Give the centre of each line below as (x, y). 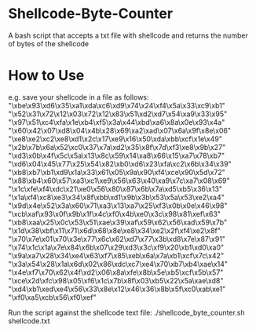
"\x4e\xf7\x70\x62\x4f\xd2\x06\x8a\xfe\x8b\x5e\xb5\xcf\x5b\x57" (116, 272)
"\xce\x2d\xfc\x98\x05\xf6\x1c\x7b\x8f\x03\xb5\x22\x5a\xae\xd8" (116, 280)
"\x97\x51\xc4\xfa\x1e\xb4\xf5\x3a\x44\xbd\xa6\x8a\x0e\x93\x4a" (117, 122)
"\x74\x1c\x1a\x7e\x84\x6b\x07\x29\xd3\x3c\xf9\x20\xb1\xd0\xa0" (116, 247)
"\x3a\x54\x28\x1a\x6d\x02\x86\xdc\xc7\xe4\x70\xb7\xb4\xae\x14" (118, 264)
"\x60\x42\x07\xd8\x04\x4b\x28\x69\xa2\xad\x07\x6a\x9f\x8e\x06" (120, 130)
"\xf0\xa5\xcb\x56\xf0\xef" (52, 297)
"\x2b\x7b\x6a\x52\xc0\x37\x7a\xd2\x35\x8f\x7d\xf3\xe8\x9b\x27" (117, 147)
